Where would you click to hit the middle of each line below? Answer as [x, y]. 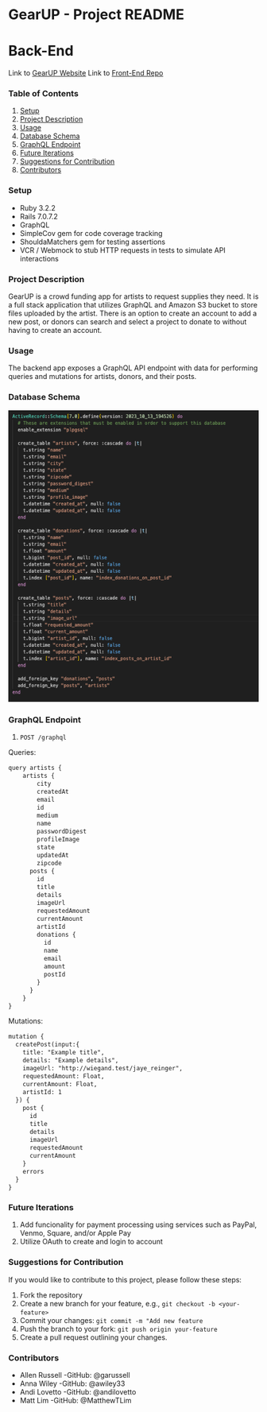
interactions [39, 258]
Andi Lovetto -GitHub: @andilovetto [78, 1391]
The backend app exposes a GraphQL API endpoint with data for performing [133, 368]
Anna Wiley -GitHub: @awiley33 [72, 1383]
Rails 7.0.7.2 [39, 216]
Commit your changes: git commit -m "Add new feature [111, 1320]
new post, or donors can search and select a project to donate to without [128, 322]
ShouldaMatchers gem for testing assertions [92, 242]
